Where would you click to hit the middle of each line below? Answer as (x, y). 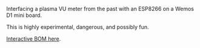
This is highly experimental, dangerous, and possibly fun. (78, 27)
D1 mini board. (24, 15)
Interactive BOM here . (34, 39)
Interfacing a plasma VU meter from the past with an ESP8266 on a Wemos (100, 9)
